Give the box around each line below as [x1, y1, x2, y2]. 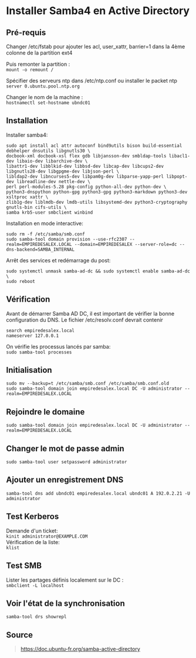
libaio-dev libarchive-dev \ [16, 158, 88, 164]
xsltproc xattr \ [6, 194, 49, 200]
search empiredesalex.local [6, 328, 75, 333]
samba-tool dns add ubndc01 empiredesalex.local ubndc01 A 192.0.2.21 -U [6, 490, 191, 497]
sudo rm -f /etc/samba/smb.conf [6, 231, 85, 237]
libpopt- [166, 173, 188, 180]
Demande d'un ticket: [6, 527, 58, 534]
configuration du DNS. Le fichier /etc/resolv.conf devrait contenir [6, 316, 163, 323]
